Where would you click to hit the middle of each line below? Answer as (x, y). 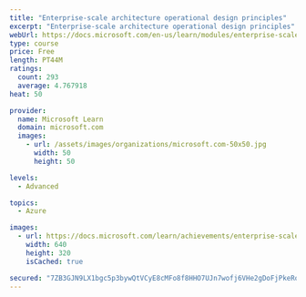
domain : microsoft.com (61, 128)
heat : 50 (26, 94)
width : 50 (52, 153)
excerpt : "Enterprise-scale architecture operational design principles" (153, 26)
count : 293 (38, 77)
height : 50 (54, 161)
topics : (24, 203)
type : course (34, 43)
